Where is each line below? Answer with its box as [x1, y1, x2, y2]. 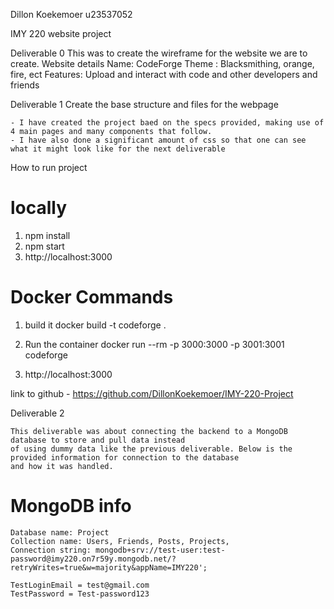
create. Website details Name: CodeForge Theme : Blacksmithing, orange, [10, 58, 315, 69]
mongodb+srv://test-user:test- [95, 545, 226, 555]
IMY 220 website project [10, 28, 112, 39]
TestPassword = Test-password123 [10, 589, 150, 599]
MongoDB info [10, 495, 132, 518]
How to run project [10, 162, 88, 173]
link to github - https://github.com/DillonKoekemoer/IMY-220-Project [10, 387, 294, 399]
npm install [24, 229, 71, 241]
